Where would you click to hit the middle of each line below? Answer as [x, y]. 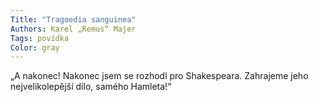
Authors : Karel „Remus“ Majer [73, 29]
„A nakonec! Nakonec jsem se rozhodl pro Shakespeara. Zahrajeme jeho [159, 76]
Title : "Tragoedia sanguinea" [73, 19]
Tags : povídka [40, 38]
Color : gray [35, 47]
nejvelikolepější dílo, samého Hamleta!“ [91, 87]
